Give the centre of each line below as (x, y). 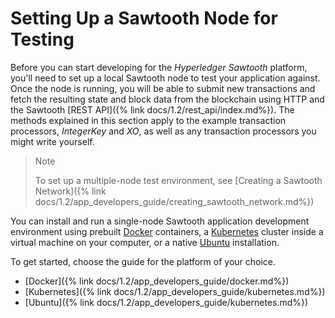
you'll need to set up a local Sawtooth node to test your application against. (165, 78)
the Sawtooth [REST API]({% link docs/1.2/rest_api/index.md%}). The (152, 109)
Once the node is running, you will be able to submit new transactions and (163, 88)
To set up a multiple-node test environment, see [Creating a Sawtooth (178, 180)
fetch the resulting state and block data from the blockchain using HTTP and (167, 99)
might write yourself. (52, 141)
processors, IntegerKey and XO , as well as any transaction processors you (163, 131)
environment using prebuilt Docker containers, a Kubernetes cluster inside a (167, 231)
